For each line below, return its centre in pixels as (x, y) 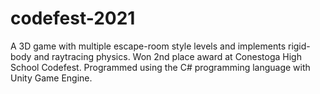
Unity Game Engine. (51, 78)
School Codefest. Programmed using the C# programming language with (160, 67)
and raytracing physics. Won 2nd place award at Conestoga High (167, 56)
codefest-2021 (73, 18)
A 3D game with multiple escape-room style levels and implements (148, 46)
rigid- (299, 46)
